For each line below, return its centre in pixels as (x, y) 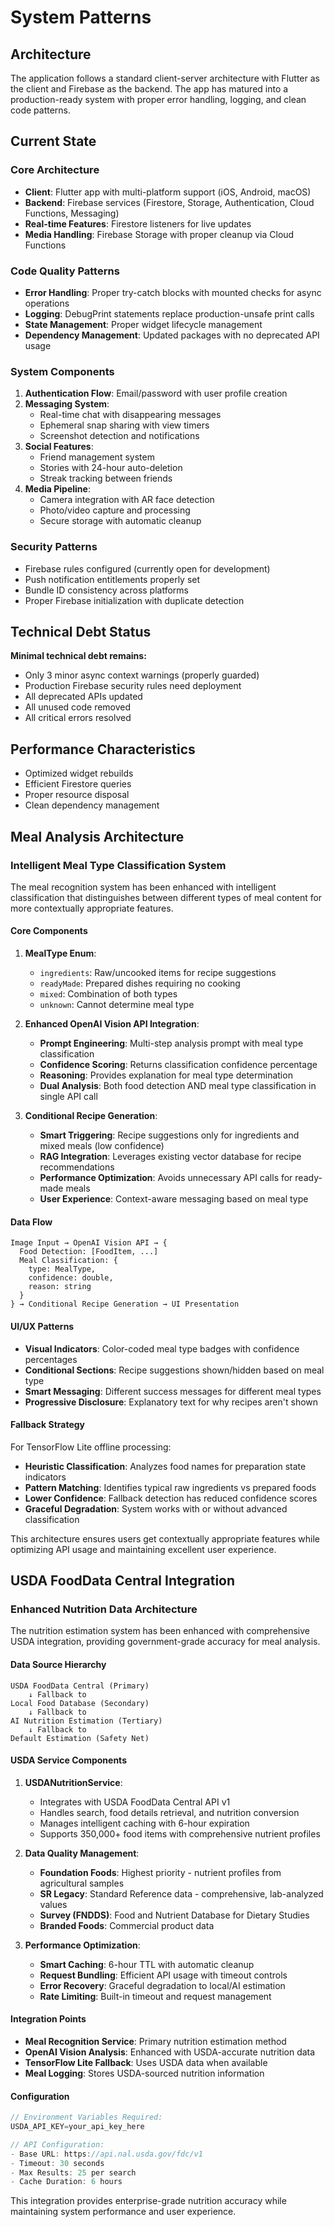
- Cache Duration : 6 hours (66, 2182)
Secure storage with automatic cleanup (120, 521)
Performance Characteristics (103, 749)
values (53, 1904)
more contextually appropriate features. (92, 908)
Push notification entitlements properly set (112, 579)
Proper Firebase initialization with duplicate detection (134, 600)
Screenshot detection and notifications (119, 436)
